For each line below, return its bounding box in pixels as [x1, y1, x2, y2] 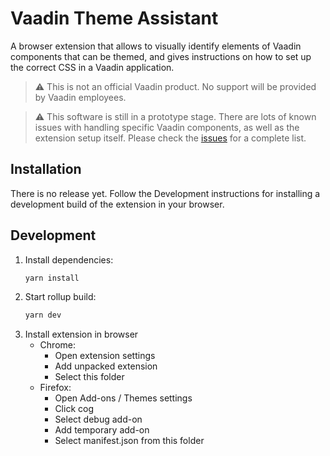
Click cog [54, 403, 94, 415]
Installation [10, 161, 82, 178]
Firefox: [39, 382, 72, 394]
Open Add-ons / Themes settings [54, 392, 193, 404]
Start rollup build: [24, 291, 97, 303]
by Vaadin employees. [34, 91, 127, 103]
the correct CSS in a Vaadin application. [10, 61, 175, 73]
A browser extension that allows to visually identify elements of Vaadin [10, 40, 302, 52]
